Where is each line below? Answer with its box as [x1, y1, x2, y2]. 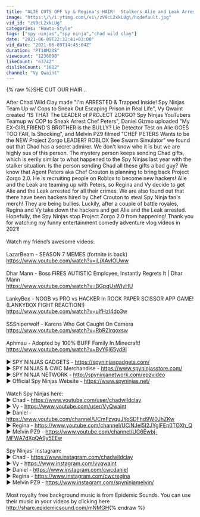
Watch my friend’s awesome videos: [6, 238, 95, 245]
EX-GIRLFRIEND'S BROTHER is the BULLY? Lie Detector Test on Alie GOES [6, 124, 189, 131]
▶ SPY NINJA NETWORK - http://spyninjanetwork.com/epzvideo [6, 371, 165, 379]
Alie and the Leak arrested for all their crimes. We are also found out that [6, 187, 185, 194]
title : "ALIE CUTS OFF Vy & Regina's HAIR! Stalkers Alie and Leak [6, 8, 180, 15]
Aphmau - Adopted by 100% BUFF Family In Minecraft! [6, 339, 141, 346]
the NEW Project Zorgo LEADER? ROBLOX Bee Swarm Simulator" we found [6, 137, 190, 144]
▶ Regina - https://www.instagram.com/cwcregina [6, 472, 130, 480]
